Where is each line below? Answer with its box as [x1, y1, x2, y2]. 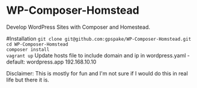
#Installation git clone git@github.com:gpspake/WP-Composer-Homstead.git [6, 35, 192, 42]
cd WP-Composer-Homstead [6, 41, 68, 47]
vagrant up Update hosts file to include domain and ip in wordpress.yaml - [6, 51, 190, 59]
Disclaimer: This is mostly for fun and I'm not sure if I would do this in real [6, 69, 188, 77]
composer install [6, 46, 50, 53]
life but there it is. [6, 76, 49, 83]
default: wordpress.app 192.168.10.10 [6, 58, 97, 65]
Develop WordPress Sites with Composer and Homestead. [6, 23, 151, 31]
